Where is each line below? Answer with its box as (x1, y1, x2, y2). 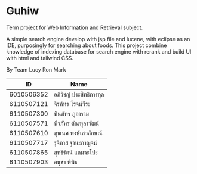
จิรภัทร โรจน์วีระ (53, 100, 91, 108)
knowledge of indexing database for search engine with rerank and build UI (6, 48, 192, 55)
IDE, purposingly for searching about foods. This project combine (6, 42, 167, 49)
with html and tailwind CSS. (6, 54, 73, 61)
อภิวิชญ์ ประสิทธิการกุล (53, 90, 104, 98)
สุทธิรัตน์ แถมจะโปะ (53, 148, 98, 156)
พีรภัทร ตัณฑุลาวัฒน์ (53, 119, 100, 128)
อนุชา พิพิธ (53, 158, 78, 166)
